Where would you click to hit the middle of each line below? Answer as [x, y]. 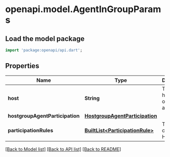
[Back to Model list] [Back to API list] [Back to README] [63, 149]
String [92, 98]
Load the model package [45, 39]
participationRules [31, 130]
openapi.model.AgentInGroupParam [83, 9]
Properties [22, 66]
